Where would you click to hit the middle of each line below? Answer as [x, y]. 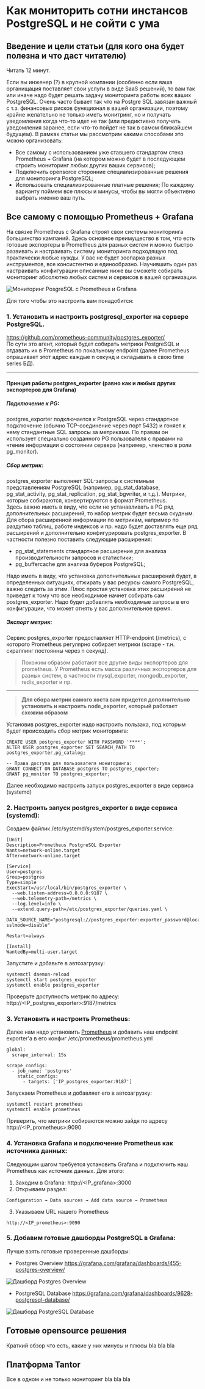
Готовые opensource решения [67, 1331]
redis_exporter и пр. [46, 682]
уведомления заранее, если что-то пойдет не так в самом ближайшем [99, 128]
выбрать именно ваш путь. [50, 198]
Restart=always [26, 936]
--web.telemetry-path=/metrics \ [54, 898]
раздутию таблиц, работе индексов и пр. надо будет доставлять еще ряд [102, 526]
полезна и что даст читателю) [67, 56]
